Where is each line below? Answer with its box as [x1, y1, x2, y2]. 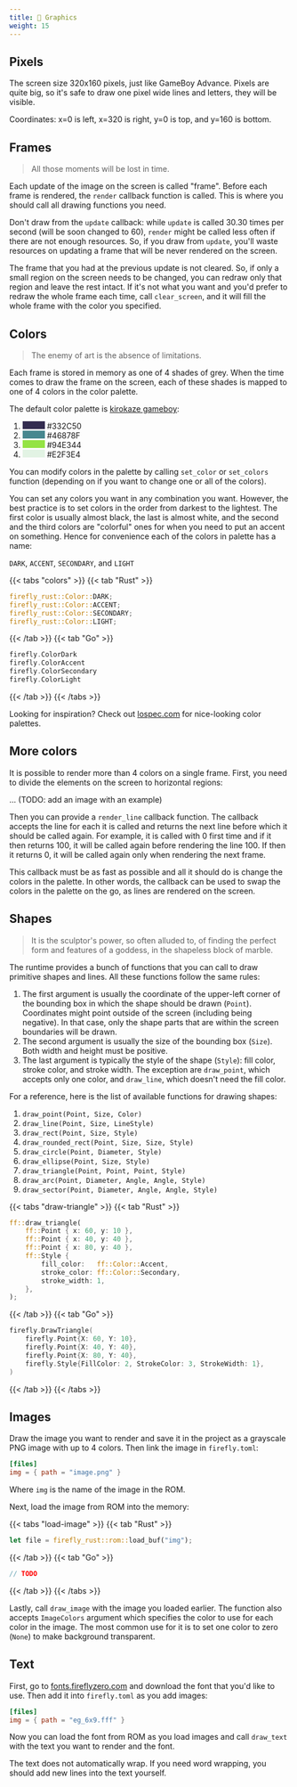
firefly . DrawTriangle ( [9, 1326, 93, 1335]
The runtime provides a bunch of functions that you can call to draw [9, 961, 259, 972]
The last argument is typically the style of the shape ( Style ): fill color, [21, 1055, 276, 1065]
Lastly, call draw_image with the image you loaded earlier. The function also [9, 1603, 283, 1613]
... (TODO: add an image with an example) [9, 794, 163, 804]
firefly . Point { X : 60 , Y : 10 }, [25, 1334, 138, 1343]
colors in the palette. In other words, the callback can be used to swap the [9, 876, 281, 886]
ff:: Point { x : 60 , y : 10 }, [25, 1227, 133, 1236]
